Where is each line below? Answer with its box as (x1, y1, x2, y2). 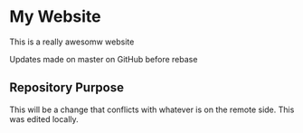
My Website (9, 6, 101, 27)
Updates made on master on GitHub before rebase (9, 53, 198, 64)
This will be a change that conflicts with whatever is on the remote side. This (9, 104, 295, 115)
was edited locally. (9, 113, 79, 124)
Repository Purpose (9, 80, 125, 96)
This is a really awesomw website (9, 36, 135, 47)
